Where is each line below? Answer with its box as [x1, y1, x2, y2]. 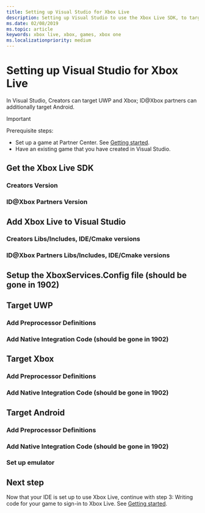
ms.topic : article [6, 26, 53, 32]
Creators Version [6, 181, 58, 190]
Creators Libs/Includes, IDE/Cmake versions [6, 235, 140, 243]
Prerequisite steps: [6, 126, 54, 134]
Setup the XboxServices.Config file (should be [6, 270, 187, 280]
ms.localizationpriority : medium [6, 37, 92, 43]
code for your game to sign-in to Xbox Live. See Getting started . [6, 500, 168, 508]
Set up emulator [6, 459, 55, 467]
